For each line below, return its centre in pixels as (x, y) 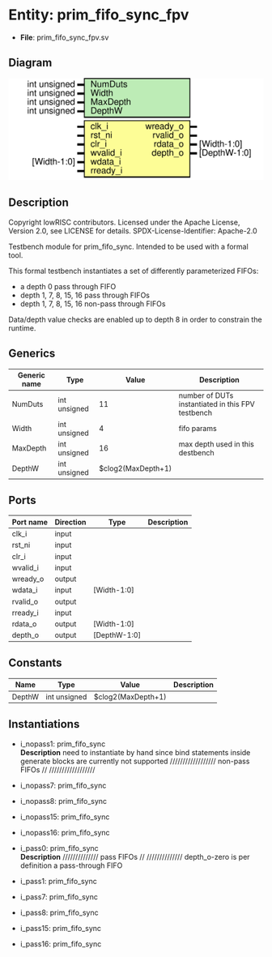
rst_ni (21, 545)
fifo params (198, 429)
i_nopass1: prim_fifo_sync (63, 744)
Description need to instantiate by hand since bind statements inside (135, 752)
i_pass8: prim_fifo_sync (59, 912)
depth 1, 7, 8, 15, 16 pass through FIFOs (85, 295)
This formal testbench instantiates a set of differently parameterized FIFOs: (134, 271)
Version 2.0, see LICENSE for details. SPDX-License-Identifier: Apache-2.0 (133, 231)
